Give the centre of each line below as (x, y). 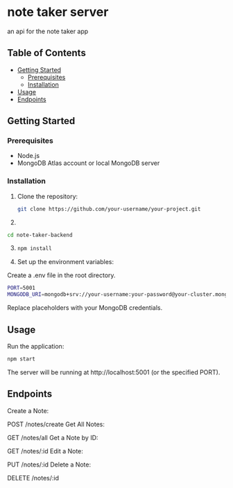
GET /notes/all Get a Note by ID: (53, 437)
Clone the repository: (48, 196)
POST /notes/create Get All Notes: (56, 424)
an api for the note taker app (48, 31)
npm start (21, 359)
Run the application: (36, 346)
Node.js (28, 156)
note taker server (58, 12)
